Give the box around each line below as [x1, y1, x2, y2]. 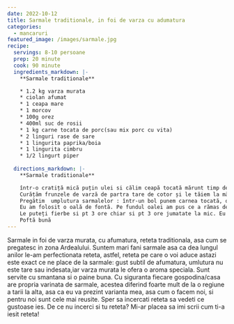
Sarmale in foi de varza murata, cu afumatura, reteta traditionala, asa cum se [7, 236, 227, 244]
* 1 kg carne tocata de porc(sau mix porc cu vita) [19, 126, 173, 133]
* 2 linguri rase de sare [19, 133, 95, 140]
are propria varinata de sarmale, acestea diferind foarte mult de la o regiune [7, 280, 225, 288]
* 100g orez [19, 114, 54, 121]
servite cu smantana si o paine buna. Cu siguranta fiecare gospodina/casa [7, 272, 221, 281]
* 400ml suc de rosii [19, 120, 82, 127]
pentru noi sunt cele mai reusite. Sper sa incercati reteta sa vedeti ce [7, 295, 205, 303]
